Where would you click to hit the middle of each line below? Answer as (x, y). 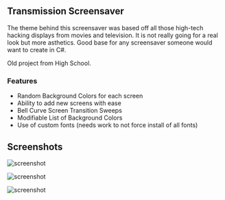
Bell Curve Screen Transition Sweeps (69, 111)
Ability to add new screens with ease (69, 103)
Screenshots (35, 147)
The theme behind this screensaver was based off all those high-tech (105, 27)
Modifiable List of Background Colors (70, 118)
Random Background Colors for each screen (80, 96)
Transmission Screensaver (66, 11)
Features (22, 80)
